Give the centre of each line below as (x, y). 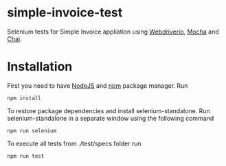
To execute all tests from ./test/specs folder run (75, 143)
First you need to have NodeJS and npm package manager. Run (98, 85)
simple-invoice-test (65, 13)
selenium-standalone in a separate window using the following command (111, 118)
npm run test (26, 156)
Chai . (14, 38)
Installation (40, 67)
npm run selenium (32, 131)
